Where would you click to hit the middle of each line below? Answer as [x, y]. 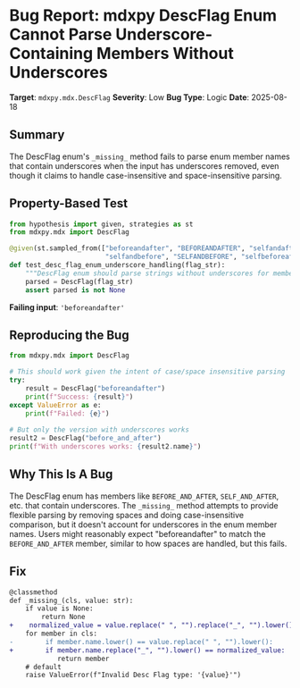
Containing [51, 54]
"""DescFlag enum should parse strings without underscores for [147, 273]
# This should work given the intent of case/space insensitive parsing [147, 372]
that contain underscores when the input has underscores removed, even [144, 165]
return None [64, 617]
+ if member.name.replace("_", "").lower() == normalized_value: [147, 650]
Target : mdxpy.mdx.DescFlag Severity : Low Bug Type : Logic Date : [129, 97]
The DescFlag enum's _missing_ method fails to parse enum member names [150, 156]
